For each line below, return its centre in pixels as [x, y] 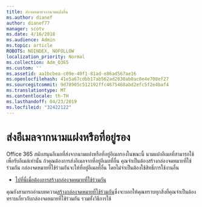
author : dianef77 [28, 23]
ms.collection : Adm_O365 [37, 62]
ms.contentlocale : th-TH [37, 96]
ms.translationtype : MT [36, 91]
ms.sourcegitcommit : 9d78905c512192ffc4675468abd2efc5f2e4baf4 [88, 85]
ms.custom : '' [24, 68]
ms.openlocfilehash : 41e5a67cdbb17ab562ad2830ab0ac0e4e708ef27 [88, 79]
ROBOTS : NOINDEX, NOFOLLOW [40, 51]
